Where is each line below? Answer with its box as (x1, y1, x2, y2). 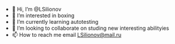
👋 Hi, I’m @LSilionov (11, 6, 62, 12)
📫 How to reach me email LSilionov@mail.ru (11, 32, 122, 38)
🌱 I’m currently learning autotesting (11, 18, 99, 25)
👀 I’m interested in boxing (11, 12, 75, 19)
